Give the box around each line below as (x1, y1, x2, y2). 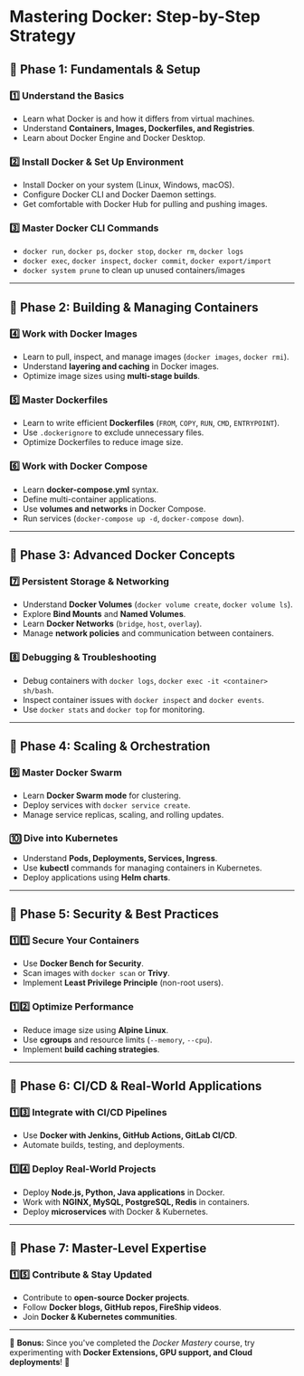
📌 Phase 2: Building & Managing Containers (9, 299, 260, 315)
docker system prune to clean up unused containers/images (22, 265, 246, 276)
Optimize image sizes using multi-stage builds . (22, 371, 201, 382)
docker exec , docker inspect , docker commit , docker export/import (22, 255, 271, 266)
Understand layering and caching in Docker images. (22, 361, 220, 372)
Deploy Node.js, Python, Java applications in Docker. (22, 1187, 225, 1198)
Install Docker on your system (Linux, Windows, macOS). (22, 179, 235, 191)
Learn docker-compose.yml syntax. (22, 484, 159, 495)
